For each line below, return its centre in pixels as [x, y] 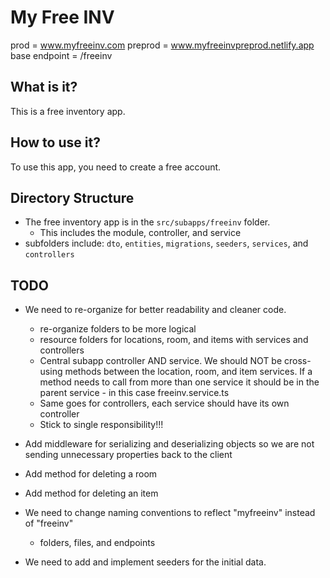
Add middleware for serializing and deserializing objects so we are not [169, 444]
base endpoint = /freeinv [61, 55]
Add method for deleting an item [91, 493]
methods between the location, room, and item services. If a [188, 372]
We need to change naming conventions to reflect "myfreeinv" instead [170, 513]
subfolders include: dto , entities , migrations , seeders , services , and [166, 243]
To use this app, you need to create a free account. [116, 167]
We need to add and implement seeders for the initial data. [145, 562]
